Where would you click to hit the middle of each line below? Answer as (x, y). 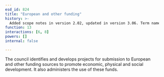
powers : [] (16, 37)
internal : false (21, 41)
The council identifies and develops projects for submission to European (78, 59)
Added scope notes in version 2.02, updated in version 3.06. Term (80, 23)
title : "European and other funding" (43, 14)
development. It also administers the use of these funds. (62, 69)
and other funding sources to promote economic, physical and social (74, 64)
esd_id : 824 (17, 9)
